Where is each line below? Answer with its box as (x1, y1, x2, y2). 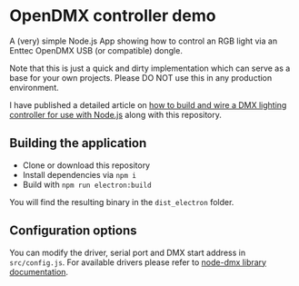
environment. (9, 82, 59, 93)
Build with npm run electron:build (22, 179, 152, 190)
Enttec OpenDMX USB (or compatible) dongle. (9, 44, 184, 55)
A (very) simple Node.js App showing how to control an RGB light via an (9, 35, 278, 46)
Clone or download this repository (22, 160, 151, 171)
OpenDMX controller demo (9, 5, 216, 26)
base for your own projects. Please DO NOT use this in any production (9, 72, 273, 83)
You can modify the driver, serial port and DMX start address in (9, 247, 246, 258)
